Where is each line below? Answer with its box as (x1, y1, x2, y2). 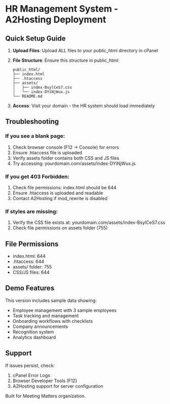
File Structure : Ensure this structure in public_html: (12, 57, 120, 63)
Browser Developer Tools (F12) (12, 378, 77, 384)
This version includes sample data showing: (5, 297, 97, 304)
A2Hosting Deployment (5, 14, 107, 25)
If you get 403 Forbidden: (5, 173, 70, 180)
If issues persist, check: (5, 362, 55, 368)
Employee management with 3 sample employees (12, 307, 117, 313)
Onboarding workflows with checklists (12, 318, 93, 324)
